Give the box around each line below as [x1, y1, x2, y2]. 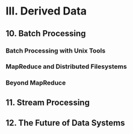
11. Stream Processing [5, 97, 90, 107]
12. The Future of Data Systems [5, 118, 125, 128]
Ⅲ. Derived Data [5, 4, 87, 18]
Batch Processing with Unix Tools [5, 46, 106, 55]
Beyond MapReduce [5, 78, 66, 87]
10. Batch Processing [5, 28, 86, 39]
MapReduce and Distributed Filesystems [5, 62, 127, 71]
